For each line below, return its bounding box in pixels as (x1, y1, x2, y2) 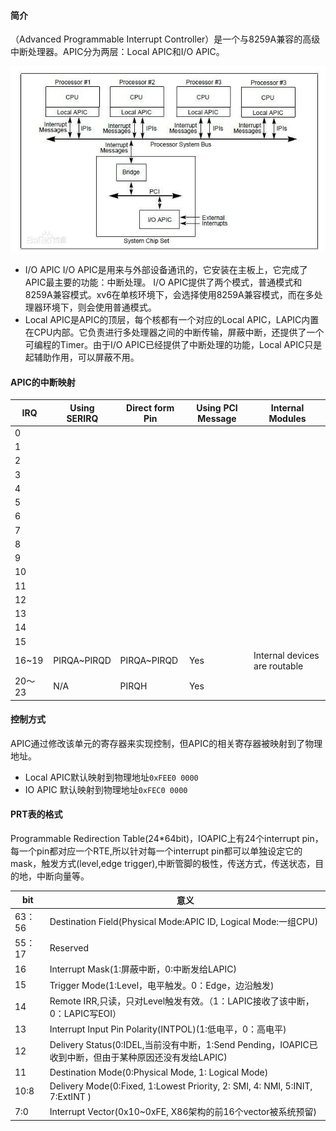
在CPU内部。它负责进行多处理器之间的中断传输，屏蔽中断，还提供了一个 (24, 326, 325, 338)
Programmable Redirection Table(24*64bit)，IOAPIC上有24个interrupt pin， (10, 833, 324, 845)
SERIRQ (66, 412, 99, 424)
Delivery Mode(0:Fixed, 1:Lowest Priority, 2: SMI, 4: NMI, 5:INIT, (49, 1080, 313, 1092)
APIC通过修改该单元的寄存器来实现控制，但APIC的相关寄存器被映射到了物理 (10, 737, 323, 749)
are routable (253, 660, 304, 672)
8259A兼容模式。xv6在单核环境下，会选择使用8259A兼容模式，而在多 (24, 288, 315, 300)
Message (197, 412, 237, 424)
